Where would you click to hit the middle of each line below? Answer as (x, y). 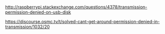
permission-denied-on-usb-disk (38, 12)
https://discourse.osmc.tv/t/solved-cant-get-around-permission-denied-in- (82, 22)
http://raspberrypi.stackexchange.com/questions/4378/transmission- (76, 7)
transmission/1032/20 (28, 27)
